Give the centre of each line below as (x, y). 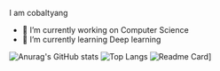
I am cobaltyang (39, 13)
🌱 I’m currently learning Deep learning (91, 39)
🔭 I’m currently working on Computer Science (105, 30)
